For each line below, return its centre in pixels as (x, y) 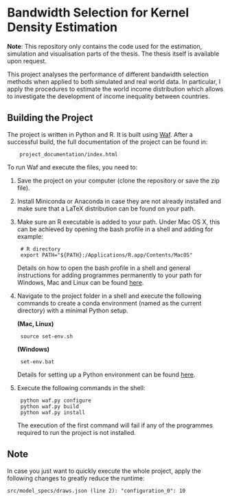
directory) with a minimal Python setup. (72, 310)
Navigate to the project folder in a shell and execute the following (109, 296)
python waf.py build (49, 406)
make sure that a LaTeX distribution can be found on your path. (106, 209)
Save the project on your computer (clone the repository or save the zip (118, 180)
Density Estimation (62, 27)
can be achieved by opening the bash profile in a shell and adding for (115, 229)
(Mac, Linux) (35, 323)
